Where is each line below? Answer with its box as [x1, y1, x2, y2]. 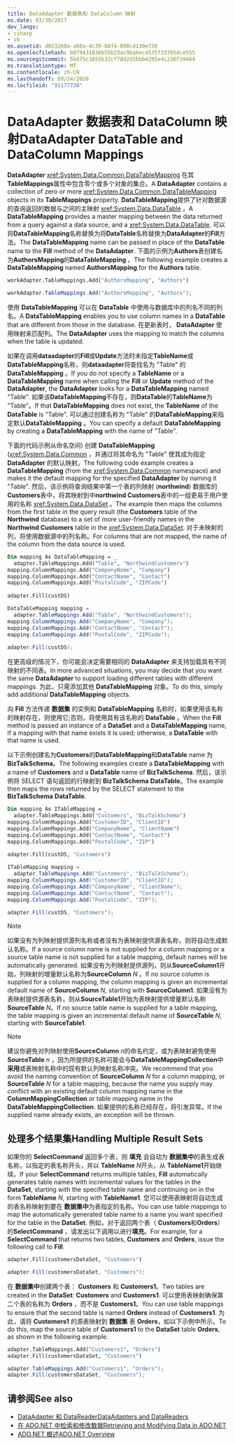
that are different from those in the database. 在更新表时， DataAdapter [7, 320, 215, 329]
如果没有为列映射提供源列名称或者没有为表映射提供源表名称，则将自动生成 [7, 936, 222, 944]
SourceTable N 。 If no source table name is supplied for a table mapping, [7, 1004, 218, 1012]
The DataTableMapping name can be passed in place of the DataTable [20, 238, 225, 247]
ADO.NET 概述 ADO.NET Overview [17, 1430, 115, 1439]
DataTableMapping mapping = [7, 605, 90, 612]
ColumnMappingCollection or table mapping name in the [7, 1095, 173, 1103]
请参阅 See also [7, 1393, 73, 1404]
